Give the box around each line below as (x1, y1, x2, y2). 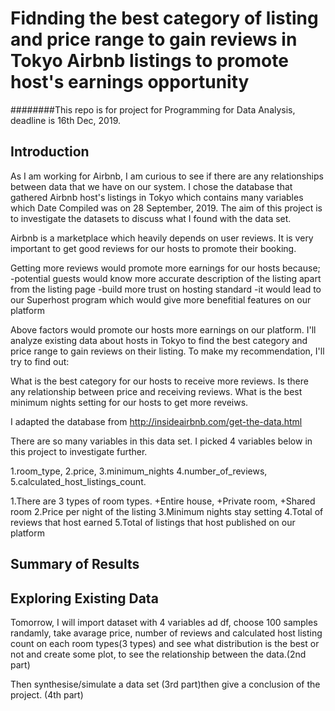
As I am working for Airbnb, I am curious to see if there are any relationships (10, 170, 324, 182)
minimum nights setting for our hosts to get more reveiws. (10, 396, 249, 408)
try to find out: (10, 355, 70, 367)
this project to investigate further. (10, 445, 148, 457)
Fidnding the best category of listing (10, 7, 319, 30)
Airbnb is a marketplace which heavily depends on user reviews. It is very (10, 232, 314, 244)
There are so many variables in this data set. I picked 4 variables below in (10, 435, 313, 447)
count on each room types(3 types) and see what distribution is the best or (10, 637, 320, 649)
